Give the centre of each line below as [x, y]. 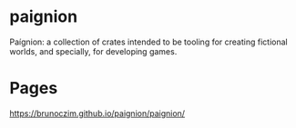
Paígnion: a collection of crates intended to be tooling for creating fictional [149, 42]
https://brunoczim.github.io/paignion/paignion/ [97, 113]
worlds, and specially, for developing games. [93, 51]
